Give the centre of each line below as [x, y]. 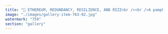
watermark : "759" [23, 19]
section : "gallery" [25, 24]
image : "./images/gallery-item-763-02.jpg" [51, 14]
